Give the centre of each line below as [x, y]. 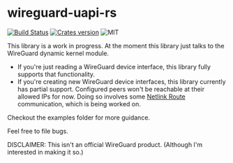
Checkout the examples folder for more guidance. [79, 118]
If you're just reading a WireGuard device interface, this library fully [114, 66]
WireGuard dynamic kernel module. [58, 53]
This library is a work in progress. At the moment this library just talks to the [116, 45]
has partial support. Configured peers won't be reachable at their [111, 89]
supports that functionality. [56, 74]
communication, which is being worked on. [79, 104]
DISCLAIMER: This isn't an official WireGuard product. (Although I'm [105, 144]
